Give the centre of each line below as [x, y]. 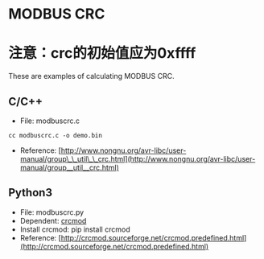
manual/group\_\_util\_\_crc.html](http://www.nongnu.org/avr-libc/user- [138, 158]
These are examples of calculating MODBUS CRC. [91, 76]
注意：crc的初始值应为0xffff [102, 53]
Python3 [30, 193]
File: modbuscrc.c [50, 121]
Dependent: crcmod [53, 220]
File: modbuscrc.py [52, 212]
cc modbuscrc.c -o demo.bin [56, 135]
